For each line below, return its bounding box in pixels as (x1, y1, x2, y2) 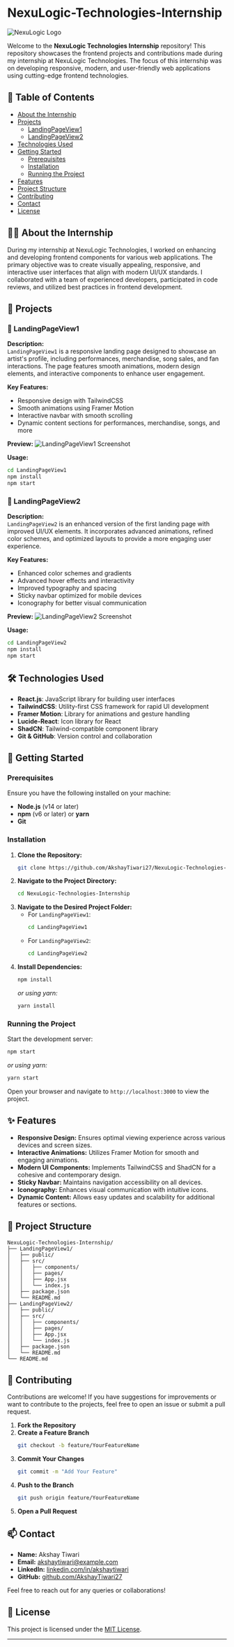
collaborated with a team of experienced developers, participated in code (7, 275, 218, 284)
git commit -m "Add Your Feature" (17, 1468, 118, 1476)
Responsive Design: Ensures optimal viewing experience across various (17, 1133, 226, 1142)
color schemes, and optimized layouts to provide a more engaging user (7, 535, 212, 543)
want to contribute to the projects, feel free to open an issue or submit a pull (7, 1400, 226, 1409)
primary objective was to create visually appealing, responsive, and (7, 260, 201, 268)
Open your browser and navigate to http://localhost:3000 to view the (7, 1087, 210, 1095)
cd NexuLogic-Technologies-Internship (17, 890, 130, 898)
